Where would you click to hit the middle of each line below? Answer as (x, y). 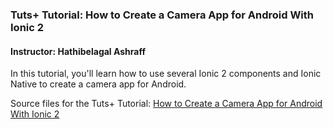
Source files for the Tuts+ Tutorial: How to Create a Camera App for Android (166, 104)
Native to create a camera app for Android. (98, 84)
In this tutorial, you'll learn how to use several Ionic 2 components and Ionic (166, 74)
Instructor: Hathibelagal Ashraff (78, 51)
